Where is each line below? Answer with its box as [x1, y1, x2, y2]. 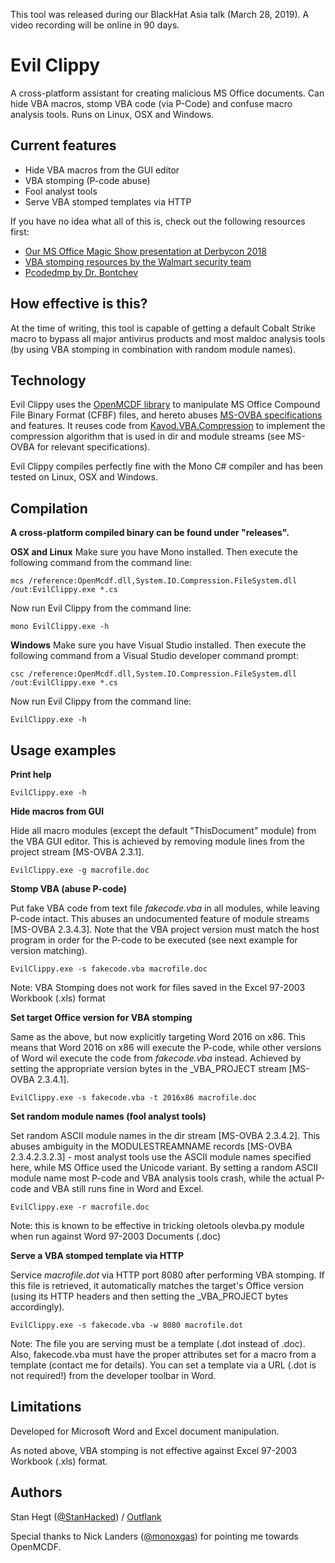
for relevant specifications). [36, 441, 151, 453]
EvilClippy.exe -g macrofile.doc [10, 865, 150, 875]
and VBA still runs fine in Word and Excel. [33, 1183, 204, 1194]
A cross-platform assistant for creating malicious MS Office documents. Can [10, 87, 325, 99]
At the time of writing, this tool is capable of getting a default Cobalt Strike [10, 322, 316, 334]
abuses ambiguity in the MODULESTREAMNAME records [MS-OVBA [10, 1140, 293, 1152]
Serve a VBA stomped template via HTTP [10, 1250, 184, 1261]
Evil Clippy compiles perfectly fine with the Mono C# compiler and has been [10, 460, 324, 473]
